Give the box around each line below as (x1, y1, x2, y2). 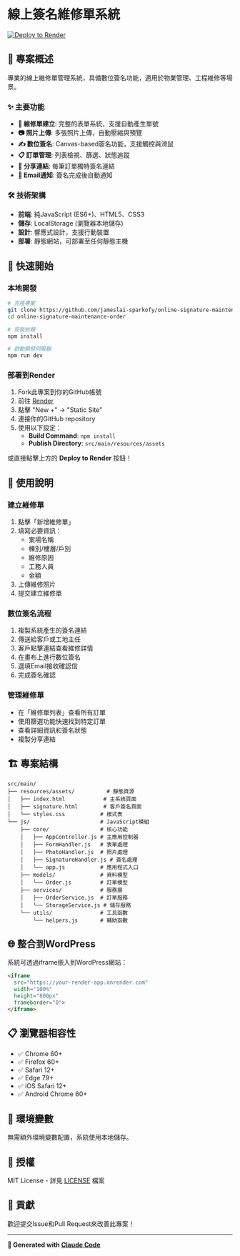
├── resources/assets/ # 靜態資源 (7, 788, 134, 795)
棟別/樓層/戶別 (28, 544, 71, 553)
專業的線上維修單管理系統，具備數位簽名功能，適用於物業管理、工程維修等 (7, 73, 226, 82)
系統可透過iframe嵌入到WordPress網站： (7, 958, 128, 967)
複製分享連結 (17, 735, 56, 743)
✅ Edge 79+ (17, 1074, 54, 1082)
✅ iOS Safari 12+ (17, 1082, 67, 1090)
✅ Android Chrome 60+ (17, 1090, 88, 1098)
